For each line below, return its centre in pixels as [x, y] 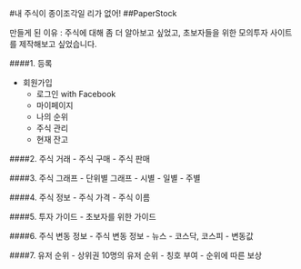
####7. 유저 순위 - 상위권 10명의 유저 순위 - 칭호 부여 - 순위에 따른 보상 [135, 255]
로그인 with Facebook [76, 94]
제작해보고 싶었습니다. [58, 44]
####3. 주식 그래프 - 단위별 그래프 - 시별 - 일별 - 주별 [105, 178]
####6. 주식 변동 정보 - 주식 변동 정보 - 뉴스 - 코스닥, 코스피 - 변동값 [131, 236]
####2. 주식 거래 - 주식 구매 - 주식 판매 [80, 159]
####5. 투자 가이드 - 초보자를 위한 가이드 [83, 217]
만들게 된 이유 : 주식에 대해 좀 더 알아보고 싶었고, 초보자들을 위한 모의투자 [139, 33]
